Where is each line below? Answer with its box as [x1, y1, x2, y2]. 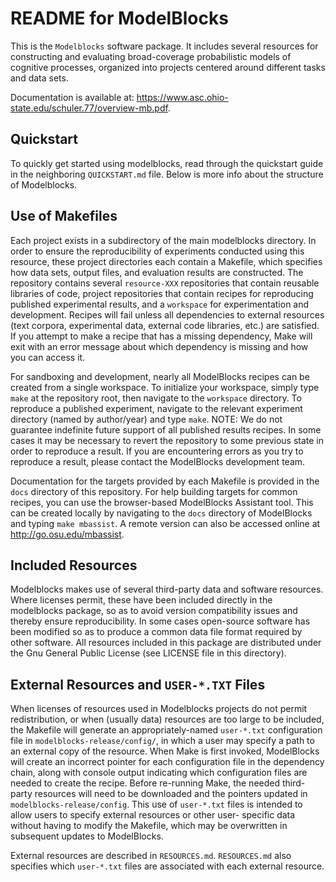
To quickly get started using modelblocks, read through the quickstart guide [10, 157, 324, 169]
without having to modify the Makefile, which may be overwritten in [10, 820, 288, 832]
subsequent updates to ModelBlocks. [10, 830, 164, 842]
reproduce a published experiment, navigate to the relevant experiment [10, 402, 303, 414]
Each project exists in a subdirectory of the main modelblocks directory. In [10, 234, 317, 246]
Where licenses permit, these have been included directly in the [10, 594, 273, 606]
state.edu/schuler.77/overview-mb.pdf [10, 102, 168, 114]
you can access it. [10, 351, 86, 363]
